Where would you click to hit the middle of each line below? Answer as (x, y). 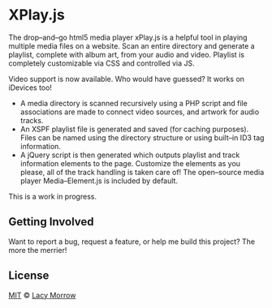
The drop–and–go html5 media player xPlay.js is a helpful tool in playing (128, 37)
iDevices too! (30, 88)
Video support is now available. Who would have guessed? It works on (127, 79)
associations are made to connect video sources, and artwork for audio (140, 112)
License (29, 276)
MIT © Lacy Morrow (42, 295)
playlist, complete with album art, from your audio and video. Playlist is (127, 54)
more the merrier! (38, 250)
